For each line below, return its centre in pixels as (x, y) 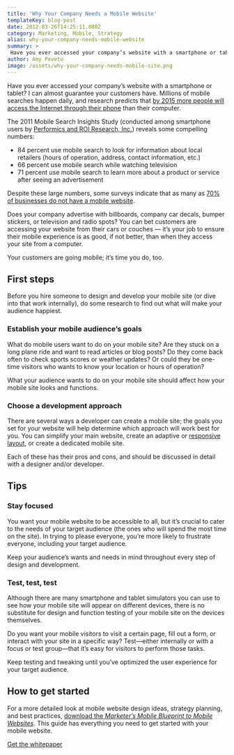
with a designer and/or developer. (56, 464)
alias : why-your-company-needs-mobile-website (76, 40)
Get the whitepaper (35, 744)
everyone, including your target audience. (67, 543)
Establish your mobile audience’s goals (75, 329)
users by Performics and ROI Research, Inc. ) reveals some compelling (107, 129)
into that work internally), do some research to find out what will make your (115, 303)
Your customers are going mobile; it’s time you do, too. (85, 257)
